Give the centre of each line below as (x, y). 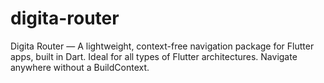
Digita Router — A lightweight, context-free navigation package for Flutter (162, 46)
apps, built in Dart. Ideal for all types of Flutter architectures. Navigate (154, 56)
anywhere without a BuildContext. (80, 67)
